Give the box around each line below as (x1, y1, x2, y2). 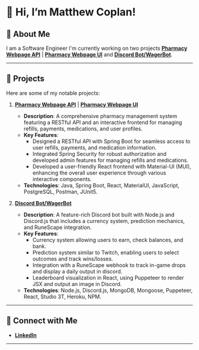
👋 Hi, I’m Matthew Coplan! (6, 5, 136, 19)
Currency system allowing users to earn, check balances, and (32, 236, 184, 243)
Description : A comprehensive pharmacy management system (23, 112, 178, 119)
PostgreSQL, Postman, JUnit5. (23, 188, 98, 195)
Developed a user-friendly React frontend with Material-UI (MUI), (32, 163, 191, 170)
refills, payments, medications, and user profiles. (23, 125, 143, 132)
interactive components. (32, 175, 92, 183)
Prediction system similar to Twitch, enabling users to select (32, 249, 179, 256)
